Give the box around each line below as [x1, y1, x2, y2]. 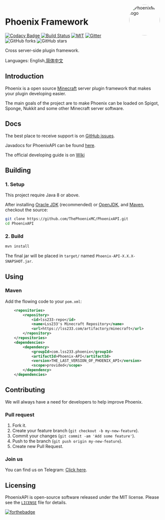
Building [5, 166, 31, 174]
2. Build [5, 232, 24, 239]
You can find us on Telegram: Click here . [5, 467, 87, 473]
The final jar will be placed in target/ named [5, 253, 95, 259]
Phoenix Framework [5, 16, 89, 28]
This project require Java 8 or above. [5, 192, 80, 198]
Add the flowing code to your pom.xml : [5, 298, 82, 304]
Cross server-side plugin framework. [5, 47, 80, 53]
